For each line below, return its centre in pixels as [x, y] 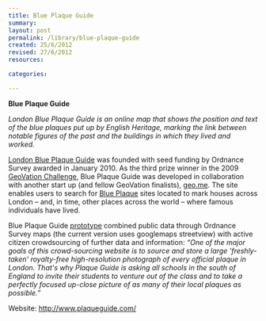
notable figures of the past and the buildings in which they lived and [120, 136]
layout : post [30, 30]
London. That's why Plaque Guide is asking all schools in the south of [122, 267]
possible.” [25, 292]
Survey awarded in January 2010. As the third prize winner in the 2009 [123, 168]
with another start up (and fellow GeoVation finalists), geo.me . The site [123, 185]
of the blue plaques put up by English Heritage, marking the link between [127, 127]
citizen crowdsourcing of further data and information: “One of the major [127, 242]
